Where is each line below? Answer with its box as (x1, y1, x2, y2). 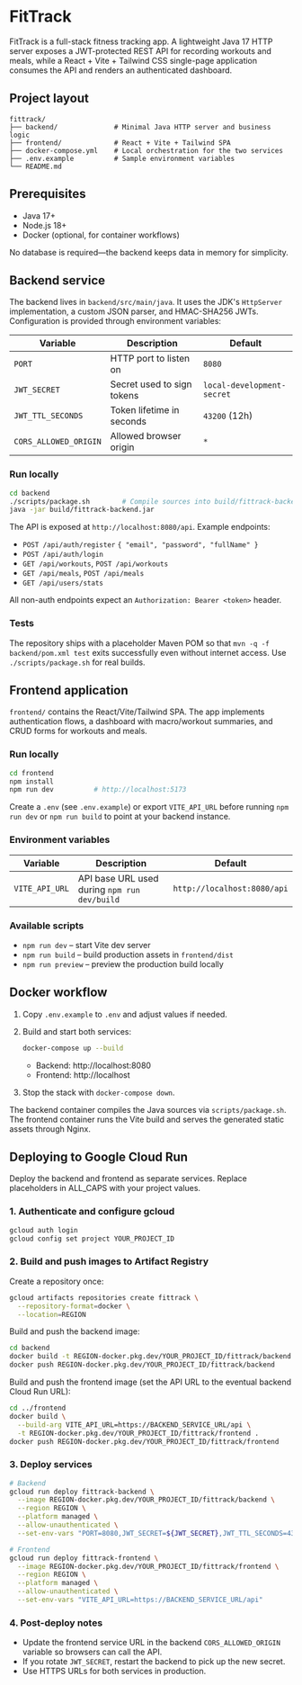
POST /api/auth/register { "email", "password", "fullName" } (22, 541, 259, 550)
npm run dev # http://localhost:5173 (9, 785, 187, 794)
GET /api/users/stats (22, 578, 103, 588)
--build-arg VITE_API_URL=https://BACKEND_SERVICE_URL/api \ (17, 1420, 252, 1430)
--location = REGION (17, 1310, 87, 1319)
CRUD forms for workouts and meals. (9, 726, 148, 737)
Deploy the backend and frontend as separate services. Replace (9, 1173, 247, 1184)
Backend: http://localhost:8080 (35, 1060, 151, 1071)
